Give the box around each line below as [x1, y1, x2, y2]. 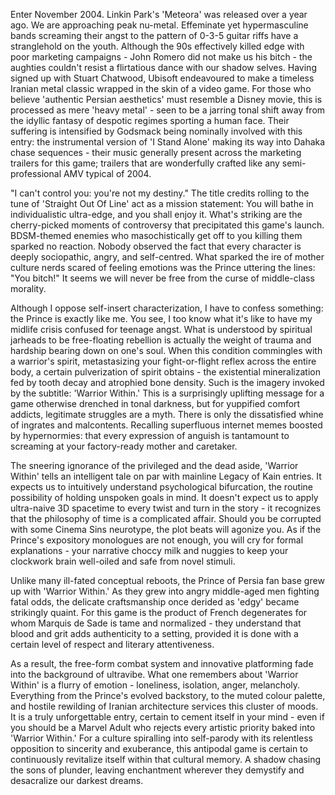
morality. [10, 283, 47, 294]
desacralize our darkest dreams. [10, 775, 144, 786]
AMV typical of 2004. [63, 168, 152, 179]
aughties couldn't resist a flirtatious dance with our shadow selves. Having [10, 62, 317, 73]
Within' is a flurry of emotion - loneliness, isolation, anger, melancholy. [10, 679, 301, 691]
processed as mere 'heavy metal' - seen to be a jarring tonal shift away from [10, 104, 326, 116]
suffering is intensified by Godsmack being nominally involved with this [10, 125, 303, 137]
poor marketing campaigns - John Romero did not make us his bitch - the [10, 51, 313, 63]
